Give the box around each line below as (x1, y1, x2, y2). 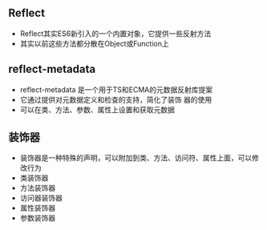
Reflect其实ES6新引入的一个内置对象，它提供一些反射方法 (19, 28, 212, 38)
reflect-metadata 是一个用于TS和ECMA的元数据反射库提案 (19, 84, 213, 95)
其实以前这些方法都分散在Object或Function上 (19, 38, 170, 48)
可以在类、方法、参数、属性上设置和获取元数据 (19, 104, 175, 115)
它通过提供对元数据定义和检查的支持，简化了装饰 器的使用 (19, 95, 212, 104)
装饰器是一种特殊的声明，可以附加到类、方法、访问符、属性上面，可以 (19, 153, 253, 163)
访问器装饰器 (19, 193, 63, 203)
